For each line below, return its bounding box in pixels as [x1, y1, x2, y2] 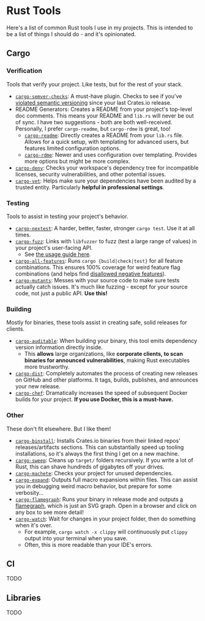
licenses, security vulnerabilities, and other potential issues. [15, 170, 166, 178]
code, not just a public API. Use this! [15, 289, 108, 297]
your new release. [15, 383, 61, 390]
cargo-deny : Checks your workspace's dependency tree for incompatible [15, 164, 199, 171]
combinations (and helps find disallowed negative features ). [15, 270, 166, 277]
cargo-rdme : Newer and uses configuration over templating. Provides [24, 151, 197, 158]
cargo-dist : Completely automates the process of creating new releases [15, 370, 198, 377]
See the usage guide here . [24, 250, 91, 258]
